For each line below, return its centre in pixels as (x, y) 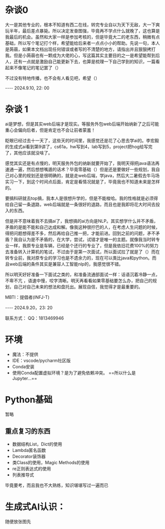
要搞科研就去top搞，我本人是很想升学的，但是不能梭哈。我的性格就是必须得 (82, 198)
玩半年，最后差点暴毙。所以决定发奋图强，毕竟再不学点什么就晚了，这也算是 (82, 30)
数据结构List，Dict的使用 (37, 444)
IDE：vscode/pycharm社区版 (41, 360)
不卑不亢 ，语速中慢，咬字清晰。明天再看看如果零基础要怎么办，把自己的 (79, 280)
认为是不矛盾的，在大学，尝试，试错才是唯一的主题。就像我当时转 (89, 239)
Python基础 (29, 400)
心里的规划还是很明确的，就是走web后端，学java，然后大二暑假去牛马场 (86, 176)
